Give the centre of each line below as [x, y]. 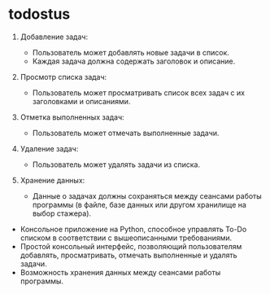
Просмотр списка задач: [63, 77]
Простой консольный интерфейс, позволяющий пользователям [131, 246]
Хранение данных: [52, 180]
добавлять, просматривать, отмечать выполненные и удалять [128, 255]
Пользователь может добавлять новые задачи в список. [131, 52]
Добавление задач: [54, 37]
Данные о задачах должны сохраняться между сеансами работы [147, 195]
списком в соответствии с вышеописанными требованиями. [126, 238]
